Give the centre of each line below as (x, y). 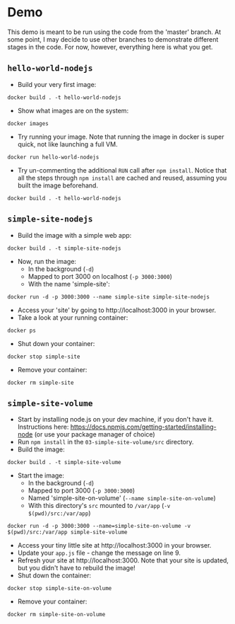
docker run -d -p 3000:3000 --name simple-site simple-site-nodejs (109, 297)
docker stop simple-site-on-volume (60, 589)
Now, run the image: (47, 261)
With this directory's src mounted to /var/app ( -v (99, 506)
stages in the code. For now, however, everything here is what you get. (110, 47)
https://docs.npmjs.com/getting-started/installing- (143, 427)
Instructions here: (43, 427)
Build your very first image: (57, 84)
